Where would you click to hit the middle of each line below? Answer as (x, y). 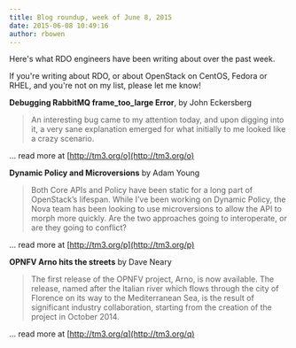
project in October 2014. (75, 317)
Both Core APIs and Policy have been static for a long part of (142, 190)
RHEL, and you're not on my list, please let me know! (105, 86)
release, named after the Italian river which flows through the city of (155, 289)
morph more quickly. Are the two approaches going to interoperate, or (159, 219)
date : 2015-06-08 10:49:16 (59, 26)
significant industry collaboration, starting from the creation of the (151, 307)
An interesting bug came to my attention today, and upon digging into (157, 120)
